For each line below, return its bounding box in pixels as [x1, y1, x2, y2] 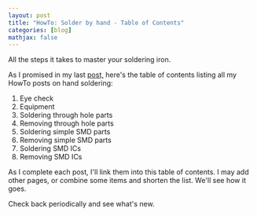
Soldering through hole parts [19, 111, 113, 120]
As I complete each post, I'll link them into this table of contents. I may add [8, 167, 249, 177]
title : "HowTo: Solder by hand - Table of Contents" [8, 19, 185, 27]
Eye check [19, 93, 54, 103]
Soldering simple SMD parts [19, 127, 111, 137]
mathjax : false [8, 33, 58, 42]
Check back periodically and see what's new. [8, 200, 155, 209]
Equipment [19, 102, 55, 112]
